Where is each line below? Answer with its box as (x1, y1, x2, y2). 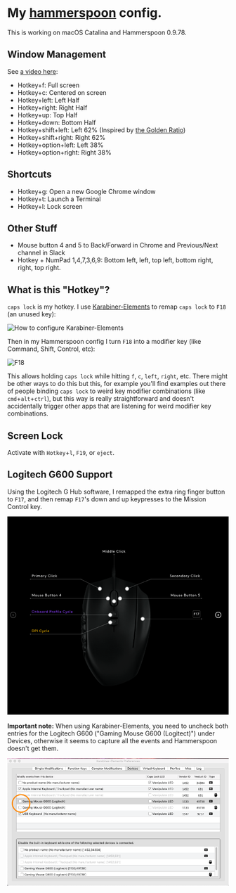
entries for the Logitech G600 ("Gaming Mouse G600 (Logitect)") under (7, 729, 216, 738)
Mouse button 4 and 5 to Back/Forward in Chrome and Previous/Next (17, 241, 218, 250)
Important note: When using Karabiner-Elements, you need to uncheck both (7, 722, 229, 731)
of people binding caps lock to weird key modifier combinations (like (7, 387, 206, 395)
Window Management (7, 49, 107, 60)
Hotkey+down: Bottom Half (17, 118, 96, 127)
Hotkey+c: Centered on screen (17, 88, 107, 96)
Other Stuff (7, 222, 58, 234)
